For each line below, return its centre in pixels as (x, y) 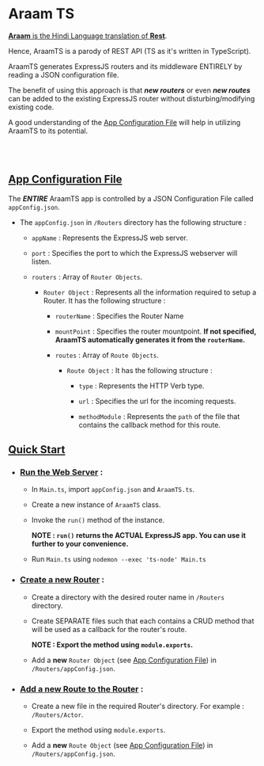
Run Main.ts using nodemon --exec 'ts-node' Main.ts (119, 559)
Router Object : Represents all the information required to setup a (150, 292)
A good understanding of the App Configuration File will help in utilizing (124, 122)
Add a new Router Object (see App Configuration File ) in (124, 660)
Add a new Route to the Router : (81, 688)
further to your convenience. (80, 544)
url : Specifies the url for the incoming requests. (157, 401)
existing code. (31, 107)
